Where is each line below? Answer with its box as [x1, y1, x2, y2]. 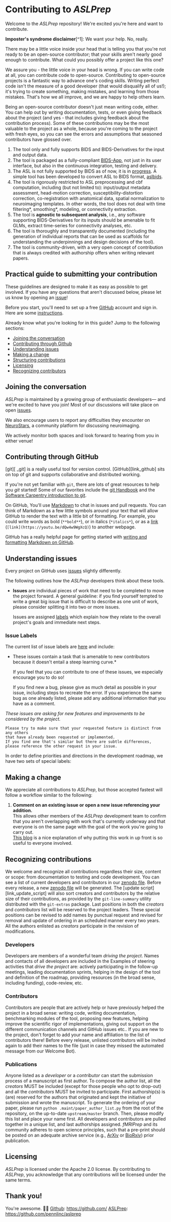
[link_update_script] [5, 890, 47, 896]
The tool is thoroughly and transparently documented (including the [12, 228, 155, 234]
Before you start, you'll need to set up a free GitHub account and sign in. [5, 304, 158, 310]
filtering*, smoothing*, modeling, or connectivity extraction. [12, 206, 137, 212]
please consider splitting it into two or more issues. [12, 604, 120, 610]
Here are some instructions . [5, 310, 64, 316]
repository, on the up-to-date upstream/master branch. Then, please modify [5, 1110, 164, 1117]
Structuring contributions [12, 357, 66, 363]
